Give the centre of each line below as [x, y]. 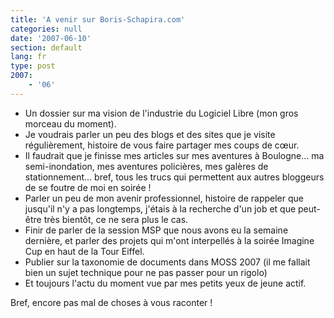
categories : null [46, 29]
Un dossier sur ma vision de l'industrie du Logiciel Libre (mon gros [161, 113]
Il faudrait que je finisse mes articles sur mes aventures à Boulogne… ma [174, 155]
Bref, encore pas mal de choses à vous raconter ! [111, 302]
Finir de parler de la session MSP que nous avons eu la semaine [156, 230]
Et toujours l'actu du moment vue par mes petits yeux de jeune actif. [165, 283]
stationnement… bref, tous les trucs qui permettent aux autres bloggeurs [174, 177]
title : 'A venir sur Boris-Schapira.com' [98, 19]
